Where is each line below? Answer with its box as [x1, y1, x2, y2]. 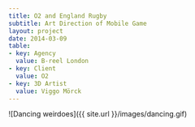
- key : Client [8, 65, 57, 73]
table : [8, 42, 31, 50]
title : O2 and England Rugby [8, 11, 107, 20]
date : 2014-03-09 [8, 34, 67, 43]
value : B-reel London [15, 57, 89, 66]
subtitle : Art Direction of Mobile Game [8, 19, 148, 28]
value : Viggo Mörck [15, 87, 82, 95]
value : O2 [15, 72, 49, 80]
